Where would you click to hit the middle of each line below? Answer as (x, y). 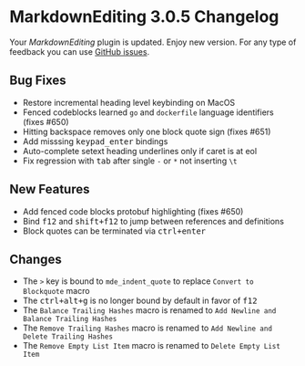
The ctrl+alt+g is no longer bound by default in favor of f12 (140, 301)
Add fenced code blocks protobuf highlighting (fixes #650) (133, 211)
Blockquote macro (56, 291)
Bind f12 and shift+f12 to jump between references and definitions (153, 221)
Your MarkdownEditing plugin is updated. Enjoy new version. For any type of (153, 42)
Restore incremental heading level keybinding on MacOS (129, 102)
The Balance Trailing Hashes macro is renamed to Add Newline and (149, 310)
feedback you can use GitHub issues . (80, 51)
